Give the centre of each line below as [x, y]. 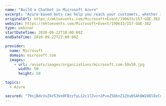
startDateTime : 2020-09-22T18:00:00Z [44, 33]
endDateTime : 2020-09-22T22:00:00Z [42, 37]
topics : [13, 83]
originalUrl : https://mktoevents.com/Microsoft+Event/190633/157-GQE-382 [83, 19]
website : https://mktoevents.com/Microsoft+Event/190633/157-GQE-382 [78, 23]
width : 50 [28, 69]
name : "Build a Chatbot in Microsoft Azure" [52, 10]
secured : [14, 96]
